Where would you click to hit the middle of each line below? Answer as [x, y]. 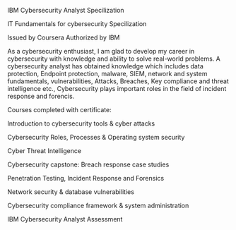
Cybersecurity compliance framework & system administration [98, 205]
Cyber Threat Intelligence [45, 151]
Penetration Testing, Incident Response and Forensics [86, 178]
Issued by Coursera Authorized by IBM [64, 37]
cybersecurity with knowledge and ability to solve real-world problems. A [114, 59]
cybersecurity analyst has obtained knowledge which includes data [105, 66]
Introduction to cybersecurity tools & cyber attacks [81, 123]
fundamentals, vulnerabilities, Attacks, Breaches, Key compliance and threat [118, 81]
